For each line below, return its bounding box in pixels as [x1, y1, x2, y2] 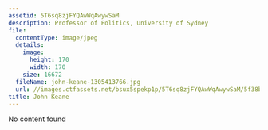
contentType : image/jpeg [15, 33, 98, 42]
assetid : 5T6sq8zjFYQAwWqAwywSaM [8, 11, 120, 20]
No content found [8, 114, 66, 124]
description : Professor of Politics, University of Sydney [8, 19, 209, 27]
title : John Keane [8, 93, 69, 101]
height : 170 [29, 56, 69, 64]
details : [15, 41, 45, 49]
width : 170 [29, 63, 66, 71]
